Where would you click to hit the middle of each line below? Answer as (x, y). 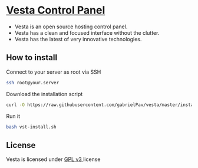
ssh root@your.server (33, 83)
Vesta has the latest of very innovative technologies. (78, 39)
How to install (32, 57)
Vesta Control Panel (56, 10)
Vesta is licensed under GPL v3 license (53, 159)
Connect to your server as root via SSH (54, 72)
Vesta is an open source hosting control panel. (71, 27)
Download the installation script (44, 94)
